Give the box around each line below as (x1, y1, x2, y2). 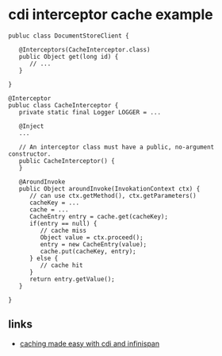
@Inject (18, 122, 44, 130)
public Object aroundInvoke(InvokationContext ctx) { (18, 184, 201, 192)
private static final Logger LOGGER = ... (18, 108, 161, 116)
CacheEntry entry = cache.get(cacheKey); (29, 212, 169, 220)
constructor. (8, 149, 52, 158)
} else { (29, 254, 59, 262)
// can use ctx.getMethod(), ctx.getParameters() (29, 192, 197, 199)
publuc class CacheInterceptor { (8, 101, 119, 109)
